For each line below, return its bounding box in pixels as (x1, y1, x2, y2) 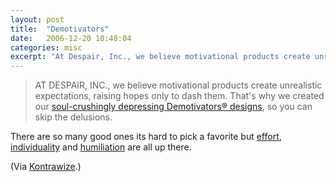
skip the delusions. (34, 111, 113, 123)
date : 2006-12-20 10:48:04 (10, 33, 132, 43)
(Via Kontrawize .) (10, 161, 82, 173)
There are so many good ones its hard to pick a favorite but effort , (10, 131, 282, 143)
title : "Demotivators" (10, 24, 110, 34)
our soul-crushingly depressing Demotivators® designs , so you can (34, 101, 313, 113)
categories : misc (10, 42, 83, 53)
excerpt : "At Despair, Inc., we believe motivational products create (10, 52, 311, 62)
